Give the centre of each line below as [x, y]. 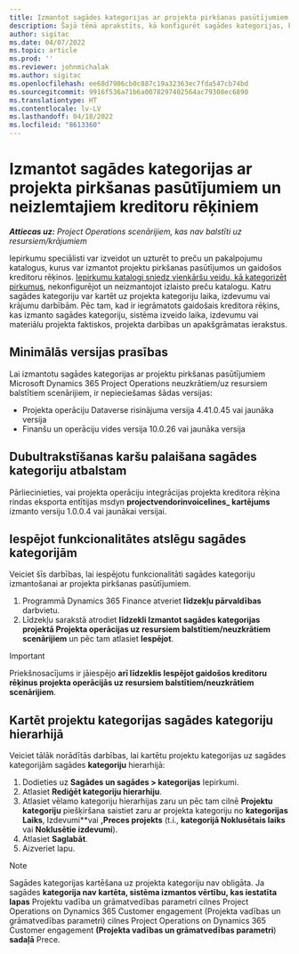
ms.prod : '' [31, 59]
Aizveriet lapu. [48, 849]
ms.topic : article [43, 51]
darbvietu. [41, 610]
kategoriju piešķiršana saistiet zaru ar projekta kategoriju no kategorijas [155, 811]
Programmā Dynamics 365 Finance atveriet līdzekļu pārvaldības [141, 601]
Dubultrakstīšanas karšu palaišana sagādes [133, 457]
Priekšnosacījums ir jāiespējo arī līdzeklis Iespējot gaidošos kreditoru [138, 674]
